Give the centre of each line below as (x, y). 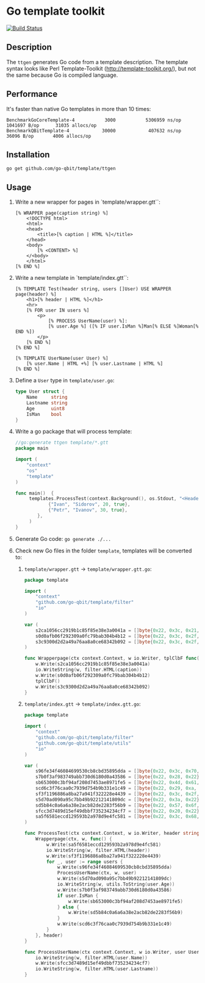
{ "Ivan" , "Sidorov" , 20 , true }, (89, 504)
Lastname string (47, 403)
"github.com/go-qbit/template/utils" (83, 743)
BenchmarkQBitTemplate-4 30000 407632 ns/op (94, 130)
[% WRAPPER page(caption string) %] (62, 213)
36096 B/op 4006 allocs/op (49, 136)
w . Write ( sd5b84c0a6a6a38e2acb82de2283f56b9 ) (125, 913)
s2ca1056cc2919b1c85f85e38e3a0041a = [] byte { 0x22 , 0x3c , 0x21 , (117, 630)
